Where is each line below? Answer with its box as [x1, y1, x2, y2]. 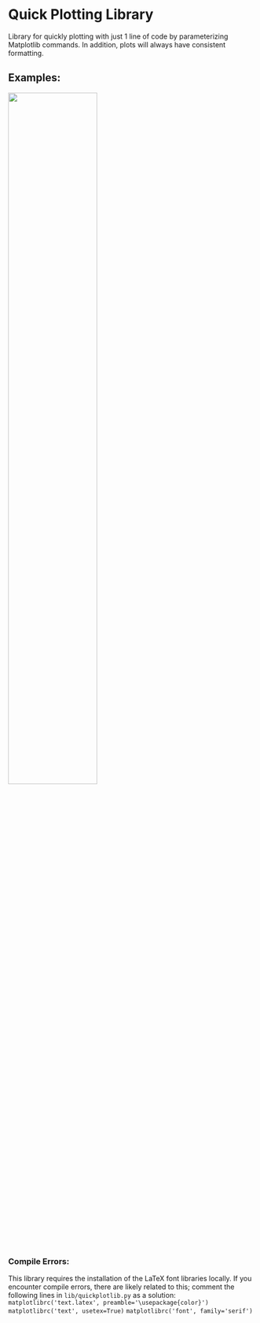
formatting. [8, 48, 45, 58]
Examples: [8, 71, 61, 84]
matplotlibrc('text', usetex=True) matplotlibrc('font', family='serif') [8, 1307, 253, 1315]
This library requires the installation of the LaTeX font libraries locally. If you [8, 1274, 252, 1284]
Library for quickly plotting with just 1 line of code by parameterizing [8, 32, 229, 41]
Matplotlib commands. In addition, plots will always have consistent [8, 39, 226, 49]
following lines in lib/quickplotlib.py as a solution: [8, 1291, 176, 1300]
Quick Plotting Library [8, 6, 154, 24]
